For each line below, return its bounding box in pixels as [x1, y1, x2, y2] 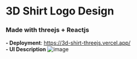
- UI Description [5, 46, 46, 53]
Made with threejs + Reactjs [5, 26, 89, 34]
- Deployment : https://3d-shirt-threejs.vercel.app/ [5, 39, 131, 46]
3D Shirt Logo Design [5, 4, 114, 18]
